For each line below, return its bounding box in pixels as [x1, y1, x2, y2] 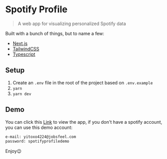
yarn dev [12, 91, 32, 97]
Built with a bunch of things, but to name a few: [5, 30, 104, 36]
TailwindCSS [12, 46, 40, 52]
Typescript [12, 51, 36, 57]
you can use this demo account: [5, 124, 73, 130]
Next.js [12, 40, 28, 47]
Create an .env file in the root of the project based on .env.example [12, 79, 153, 85]
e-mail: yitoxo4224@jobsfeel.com [5, 134, 76, 139]
